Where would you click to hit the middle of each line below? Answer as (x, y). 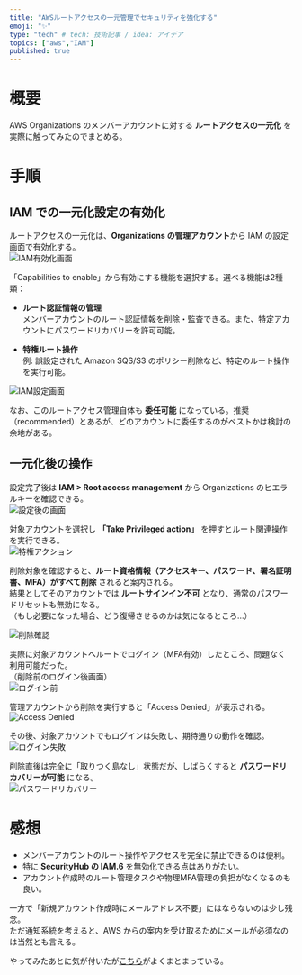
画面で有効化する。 (45, 247)
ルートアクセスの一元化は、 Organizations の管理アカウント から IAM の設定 (149, 236)
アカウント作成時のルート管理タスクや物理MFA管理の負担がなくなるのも (157, 877)
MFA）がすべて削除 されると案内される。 (101, 581)
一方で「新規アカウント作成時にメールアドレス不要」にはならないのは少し (147, 907)
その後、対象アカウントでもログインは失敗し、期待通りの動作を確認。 (139, 735)
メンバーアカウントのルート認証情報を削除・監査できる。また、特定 (148, 319)
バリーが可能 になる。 (58, 777)
